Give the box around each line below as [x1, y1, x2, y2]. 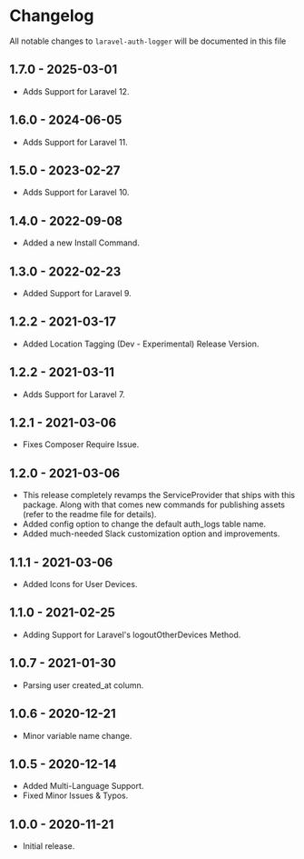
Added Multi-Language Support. [22, 781, 144, 792]
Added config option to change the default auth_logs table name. [22, 519, 267, 530]
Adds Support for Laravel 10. [22, 187, 130, 198]
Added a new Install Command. [22, 237, 141, 248]
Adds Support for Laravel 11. [22, 136, 129, 147]
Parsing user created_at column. [22, 679, 144, 691]
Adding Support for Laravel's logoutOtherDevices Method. [22, 629, 241, 640]
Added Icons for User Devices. [22, 579, 138, 590]
